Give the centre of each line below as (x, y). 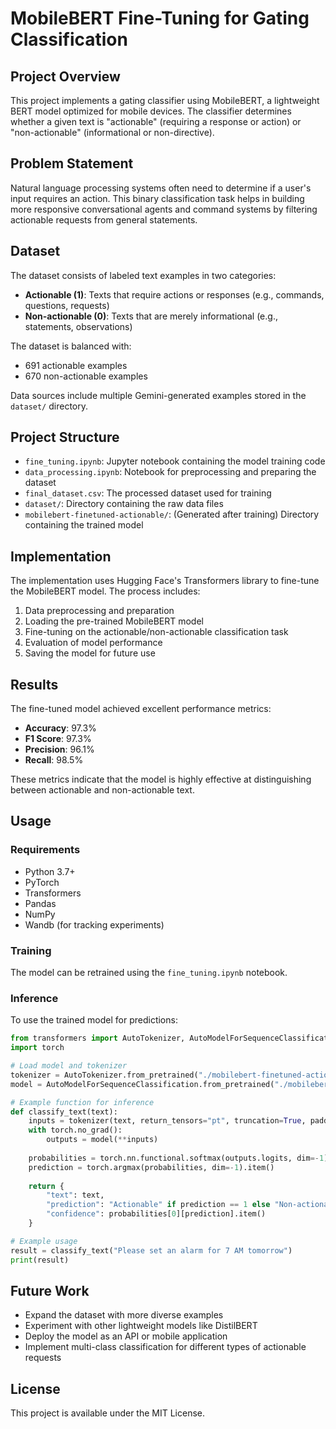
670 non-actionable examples (86, 376)
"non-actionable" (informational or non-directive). (112, 132)
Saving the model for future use (90, 653)
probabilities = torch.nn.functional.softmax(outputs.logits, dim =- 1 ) (178, 1158)
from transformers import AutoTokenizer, (98, 1038)
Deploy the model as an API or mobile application (126, 1336)
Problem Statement (72, 163)
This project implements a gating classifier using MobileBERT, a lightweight (165, 100)
